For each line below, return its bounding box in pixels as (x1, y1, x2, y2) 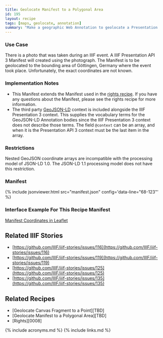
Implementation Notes (5, 80, 59, 87)
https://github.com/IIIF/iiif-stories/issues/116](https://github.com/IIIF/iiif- (14, 244, 158, 250)
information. (12, 101, 36, 107)
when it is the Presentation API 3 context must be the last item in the (12, 127, 149, 133)
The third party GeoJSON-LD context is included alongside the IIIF (12, 107, 145, 112)
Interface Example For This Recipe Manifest (5, 206, 110, 213)
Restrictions (5, 144, 35, 151)
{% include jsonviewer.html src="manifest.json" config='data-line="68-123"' (5, 189, 159, 195)
